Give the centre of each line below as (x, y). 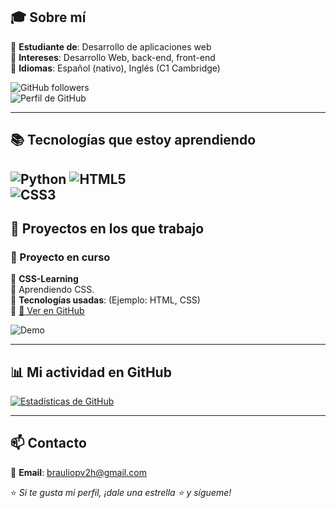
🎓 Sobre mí (48, 17)
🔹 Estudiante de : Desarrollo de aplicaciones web (111, 46)
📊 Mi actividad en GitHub (91, 372)
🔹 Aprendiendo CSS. (52, 290)
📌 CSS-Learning (44, 279)
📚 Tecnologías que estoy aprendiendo (133, 140)
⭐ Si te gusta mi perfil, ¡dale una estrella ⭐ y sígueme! (121, 492)
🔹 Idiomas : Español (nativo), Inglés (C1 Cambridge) (115, 68)
